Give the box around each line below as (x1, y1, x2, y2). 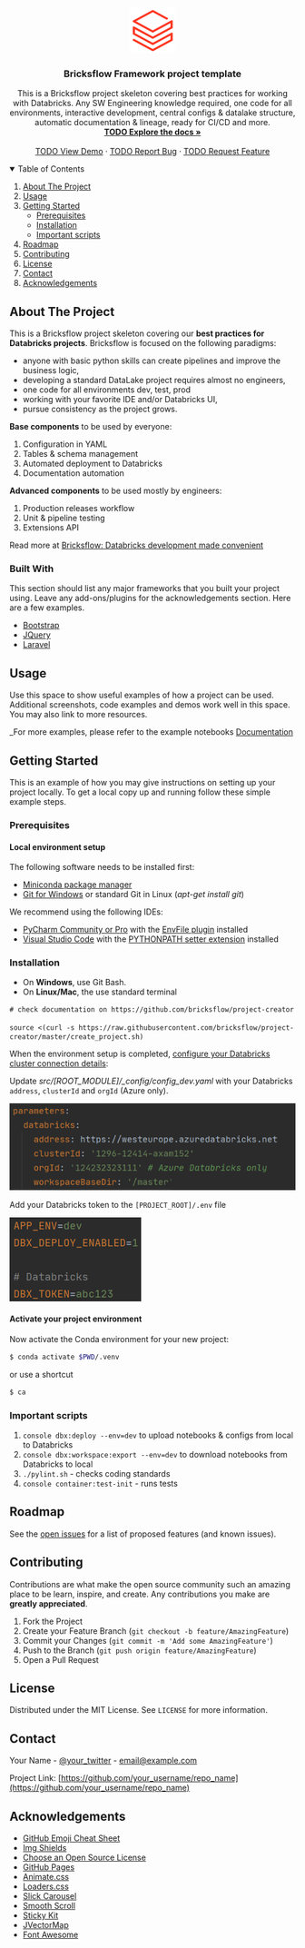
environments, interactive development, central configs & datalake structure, (9, 107, 296, 118)
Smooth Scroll (22, 1900, 75, 1911)
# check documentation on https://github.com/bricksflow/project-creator (9, 1005, 295, 1014)
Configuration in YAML (22, 439, 108, 450)
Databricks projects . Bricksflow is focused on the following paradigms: (9, 338, 277, 349)
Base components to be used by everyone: (9, 421, 172, 432)
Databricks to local (22, 1459, 93, 1469)
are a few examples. (9, 602, 85, 613)
